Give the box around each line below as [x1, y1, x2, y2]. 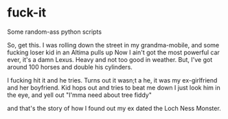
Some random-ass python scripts [7, 28, 102, 36]
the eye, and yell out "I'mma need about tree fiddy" [7, 91, 152, 99]
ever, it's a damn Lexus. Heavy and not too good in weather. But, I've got [7, 55, 213, 63]
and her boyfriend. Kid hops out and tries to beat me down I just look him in [7, 83, 221, 91]
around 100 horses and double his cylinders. [7, 63, 133, 71]
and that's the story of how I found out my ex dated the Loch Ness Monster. [7, 104, 221, 112]
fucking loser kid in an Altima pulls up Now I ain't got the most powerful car [7, 48, 220, 56]
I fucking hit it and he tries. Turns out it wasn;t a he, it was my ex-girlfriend [7, 76, 218, 84]
